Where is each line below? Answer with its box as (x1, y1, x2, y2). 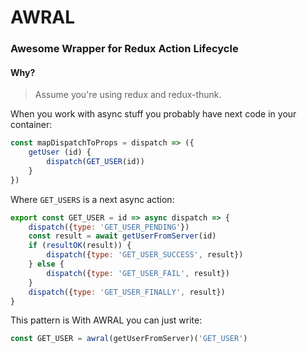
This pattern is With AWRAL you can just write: (10, 314, 203, 326)
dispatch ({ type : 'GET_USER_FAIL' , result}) (46, 268, 230, 278)
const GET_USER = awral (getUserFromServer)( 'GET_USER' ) (10, 334, 248, 344)
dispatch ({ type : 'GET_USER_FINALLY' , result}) (28, 287, 226, 297)
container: (10, 119, 53, 131)
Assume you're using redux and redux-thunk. (34, 89, 222, 101)
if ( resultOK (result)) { (28, 241, 132, 251)
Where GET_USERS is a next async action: (10, 193, 175, 205)
